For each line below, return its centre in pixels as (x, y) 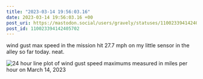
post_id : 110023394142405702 (43, 28)
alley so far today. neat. (35, 52)
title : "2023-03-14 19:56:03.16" (48, 12)
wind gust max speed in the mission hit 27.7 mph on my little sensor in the (98, 45)
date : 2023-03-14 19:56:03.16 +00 (50, 17)
